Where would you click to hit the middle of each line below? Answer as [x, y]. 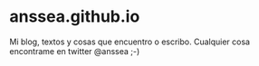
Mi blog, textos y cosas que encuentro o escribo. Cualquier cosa [130, 42]
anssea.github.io [75, 17]
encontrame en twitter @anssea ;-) [75, 51]
